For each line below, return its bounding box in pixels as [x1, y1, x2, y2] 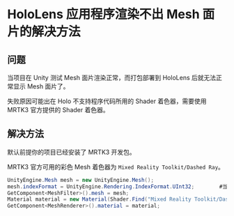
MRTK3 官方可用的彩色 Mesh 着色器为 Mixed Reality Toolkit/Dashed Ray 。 [7, 162, 225, 171]
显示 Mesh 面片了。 [13, 82, 70, 91]
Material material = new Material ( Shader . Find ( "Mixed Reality [7, 196, 192, 203]
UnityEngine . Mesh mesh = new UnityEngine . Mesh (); [7, 176, 155, 183]
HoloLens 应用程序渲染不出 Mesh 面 [7, 6, 215, 22]
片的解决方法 [7, 24, 81, 40]
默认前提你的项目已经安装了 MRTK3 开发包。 [7, 148, 136, 156]
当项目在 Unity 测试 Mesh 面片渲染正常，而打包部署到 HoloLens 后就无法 [7, 74, 217, 82]
